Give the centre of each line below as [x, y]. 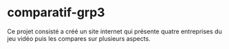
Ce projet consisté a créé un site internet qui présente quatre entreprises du [115, 31]
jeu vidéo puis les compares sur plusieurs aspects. [79, 38]
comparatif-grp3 [56, 13]
